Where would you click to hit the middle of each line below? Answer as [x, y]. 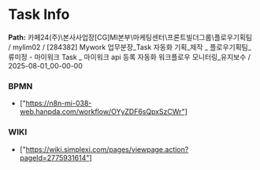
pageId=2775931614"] [56, 157]
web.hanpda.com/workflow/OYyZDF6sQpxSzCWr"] [103, 112]
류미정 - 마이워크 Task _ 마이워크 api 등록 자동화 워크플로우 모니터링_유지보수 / [129, 57]
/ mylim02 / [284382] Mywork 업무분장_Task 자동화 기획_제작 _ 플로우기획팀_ [130, 47]
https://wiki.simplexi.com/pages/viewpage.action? [107, 149]
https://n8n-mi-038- [59, 103]
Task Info [39, 15]
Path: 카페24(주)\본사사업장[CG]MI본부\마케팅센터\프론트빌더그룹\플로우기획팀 [130, 37]
